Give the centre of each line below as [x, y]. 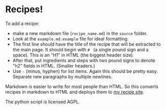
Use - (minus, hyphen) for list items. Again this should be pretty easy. [85, 71]
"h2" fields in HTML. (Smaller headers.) [54, 66]
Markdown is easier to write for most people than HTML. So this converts [82, 86]
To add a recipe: [22, 23]
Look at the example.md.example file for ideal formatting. [71, 39]
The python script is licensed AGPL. [43, 102]
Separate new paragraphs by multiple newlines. [62, 76]
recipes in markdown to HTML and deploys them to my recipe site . [75, 92]
